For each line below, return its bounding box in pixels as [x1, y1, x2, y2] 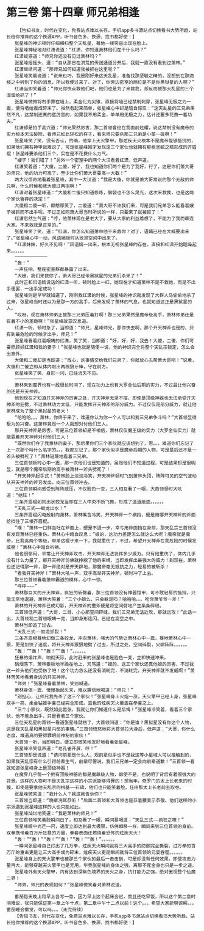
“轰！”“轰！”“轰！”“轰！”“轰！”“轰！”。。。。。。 [14, 836, 118, 842]
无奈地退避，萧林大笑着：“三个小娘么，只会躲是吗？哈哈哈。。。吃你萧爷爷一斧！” [10, 596, 185, 602]
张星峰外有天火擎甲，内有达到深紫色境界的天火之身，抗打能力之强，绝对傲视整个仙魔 [14, 869, 196, 875]
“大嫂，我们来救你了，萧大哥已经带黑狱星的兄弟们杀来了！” [14, 272, 142, 279]
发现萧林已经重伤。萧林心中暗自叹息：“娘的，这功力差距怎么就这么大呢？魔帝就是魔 [10, 531, 191, 538]
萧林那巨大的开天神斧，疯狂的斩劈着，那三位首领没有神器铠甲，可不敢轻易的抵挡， [14, 590, 192, 596]
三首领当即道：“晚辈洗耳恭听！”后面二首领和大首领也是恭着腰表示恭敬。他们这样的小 [14, 797, 197, 803]
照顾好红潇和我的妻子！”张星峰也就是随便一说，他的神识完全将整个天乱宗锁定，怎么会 [10, 344, 195, 350]
